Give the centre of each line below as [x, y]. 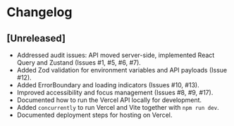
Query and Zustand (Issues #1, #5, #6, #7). [79, 63]
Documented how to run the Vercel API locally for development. [109, 100]
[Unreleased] [36, 38]
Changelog [39, 12]
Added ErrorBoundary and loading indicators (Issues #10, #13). [108, 85]
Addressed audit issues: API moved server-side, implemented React [116, 55]
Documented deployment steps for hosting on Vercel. [94, 115]
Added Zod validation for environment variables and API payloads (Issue [122, 70]
